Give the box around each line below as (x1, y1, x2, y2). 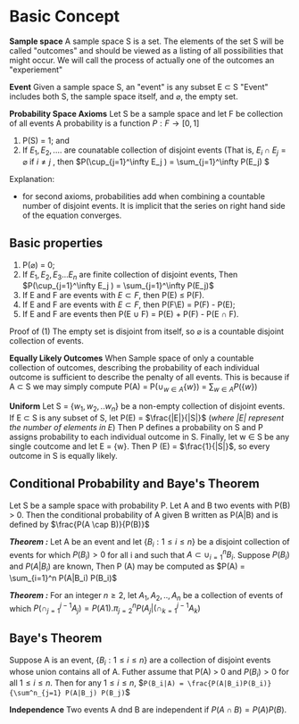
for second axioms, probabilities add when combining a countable (21, 190, 266, 202)
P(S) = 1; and (21, 135, 70, 146)
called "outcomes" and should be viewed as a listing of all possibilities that (9, 45, 284, 55)
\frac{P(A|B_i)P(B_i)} (187, 679, 272, 688)
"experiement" (9, 64, 63, 75)
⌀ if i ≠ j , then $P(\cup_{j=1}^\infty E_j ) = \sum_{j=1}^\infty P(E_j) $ (21, 156, 270, 167)
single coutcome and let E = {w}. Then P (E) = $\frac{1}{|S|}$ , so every (9, 440, 270, 452)
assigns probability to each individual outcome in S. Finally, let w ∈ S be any (9, 431, 290, 442)
